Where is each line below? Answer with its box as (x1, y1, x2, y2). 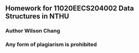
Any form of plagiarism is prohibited (5, 41, 97, 48)
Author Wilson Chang (5, 28, 61, 35)
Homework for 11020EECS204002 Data (5, 4, 134, 13)
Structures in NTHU (5, 12, 69, 21)
